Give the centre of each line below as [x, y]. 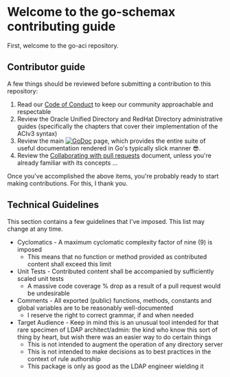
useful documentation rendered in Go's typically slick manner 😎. [109, 148]
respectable [34, 111]
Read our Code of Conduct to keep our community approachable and [115, 104]
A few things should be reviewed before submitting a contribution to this [109, 84]
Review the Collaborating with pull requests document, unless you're [114, 155]
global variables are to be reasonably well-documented [95, 308]
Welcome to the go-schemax [91, 12]
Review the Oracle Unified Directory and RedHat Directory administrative [120, 119]
